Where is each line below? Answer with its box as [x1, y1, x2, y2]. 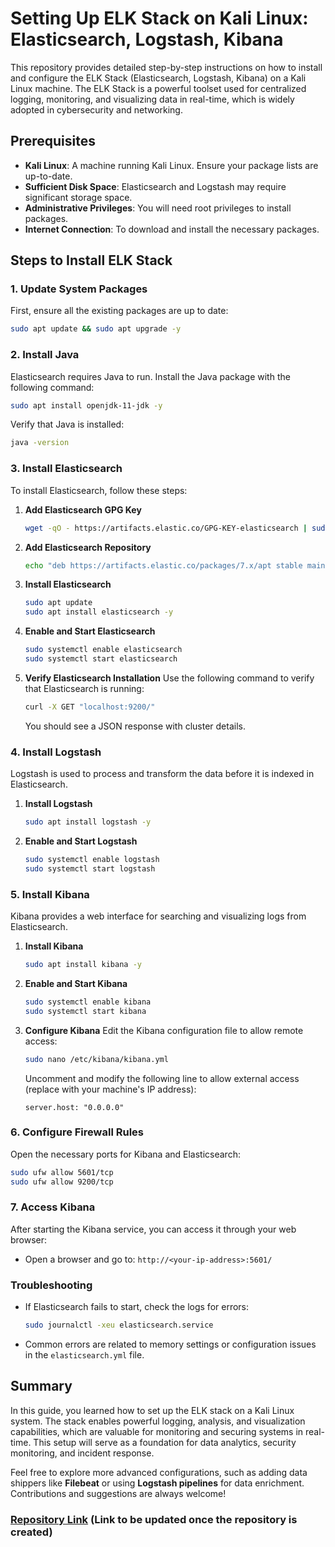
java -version [10, 438, 70, 448]
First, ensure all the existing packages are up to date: [10, 305, 229, 317]
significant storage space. [24, 191, 133, 203]
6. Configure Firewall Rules [10, 1125, 144, 1139]
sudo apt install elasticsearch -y [24, 607, 174, 617]
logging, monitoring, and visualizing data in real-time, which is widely [10, 93, 295, 105]
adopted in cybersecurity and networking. [10, 103, 183, 116]
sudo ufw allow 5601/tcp [10, 1167, 114, 1177]
